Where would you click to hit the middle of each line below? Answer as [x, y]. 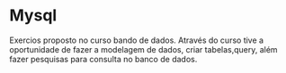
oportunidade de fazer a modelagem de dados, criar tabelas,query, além [143, 49]
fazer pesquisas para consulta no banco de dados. [103, 59]
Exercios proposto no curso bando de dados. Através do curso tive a [136, 40]
